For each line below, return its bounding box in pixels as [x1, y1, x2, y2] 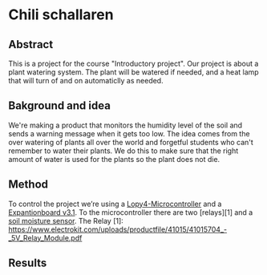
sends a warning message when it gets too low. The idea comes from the [8, 128, 250, 138]
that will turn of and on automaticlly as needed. [8, 76, 164, 85]
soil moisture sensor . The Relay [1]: [8, 216, 124, 225]
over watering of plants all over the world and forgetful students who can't [8, 137, 254, 147]
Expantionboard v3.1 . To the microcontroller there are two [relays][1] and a [8, 207, 253, 217]
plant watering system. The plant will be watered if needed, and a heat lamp [8, 67, 259, 77]
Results [8, 257, 47, 270]
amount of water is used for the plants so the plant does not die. [8, 154, 220, 164]
